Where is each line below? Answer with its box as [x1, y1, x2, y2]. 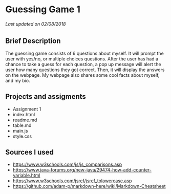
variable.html [12, 173, 40, 179]
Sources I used [5, 148, 54, 157]
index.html [12, 111, 35, 117]
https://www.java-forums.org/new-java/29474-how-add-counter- [12, 167, 152, 173]
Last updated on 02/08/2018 [5, 20, 66, 27]
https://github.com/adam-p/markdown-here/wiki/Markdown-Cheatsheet [12, 183, 166, 189]
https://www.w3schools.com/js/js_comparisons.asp [12, 161, 122, 167]
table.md [12, 122, 32, 128]
